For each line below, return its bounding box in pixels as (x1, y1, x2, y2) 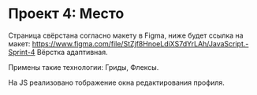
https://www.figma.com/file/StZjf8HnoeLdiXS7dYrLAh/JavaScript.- (32, 38, 249, 48)
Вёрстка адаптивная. (36, 47, 108, 57)
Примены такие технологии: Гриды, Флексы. (8, 62, 159, 71)
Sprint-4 (8, 47, 35, 57)
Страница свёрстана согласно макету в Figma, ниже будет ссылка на (8, 31, 244, 40)
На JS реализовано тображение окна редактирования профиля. (8, 78, 225, 87)
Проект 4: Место (8, 5, 125, 23)
